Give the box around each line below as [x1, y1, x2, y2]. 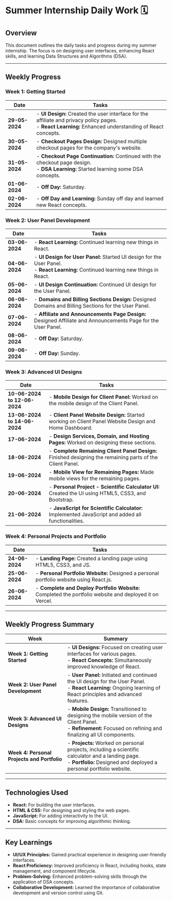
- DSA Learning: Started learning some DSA [36, 165, 143, 173]
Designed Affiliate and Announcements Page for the [34, 317, 159, 324]
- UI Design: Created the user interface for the [36, 110, 148, 117]
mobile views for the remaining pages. [49, 475, 141, 482]
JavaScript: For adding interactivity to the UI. [12, 813, 109, 819]
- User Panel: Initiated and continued [67, 671, 157, 679]
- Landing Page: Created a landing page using [35, 555, 148, 562]
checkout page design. [36, 159, 92, 166]
